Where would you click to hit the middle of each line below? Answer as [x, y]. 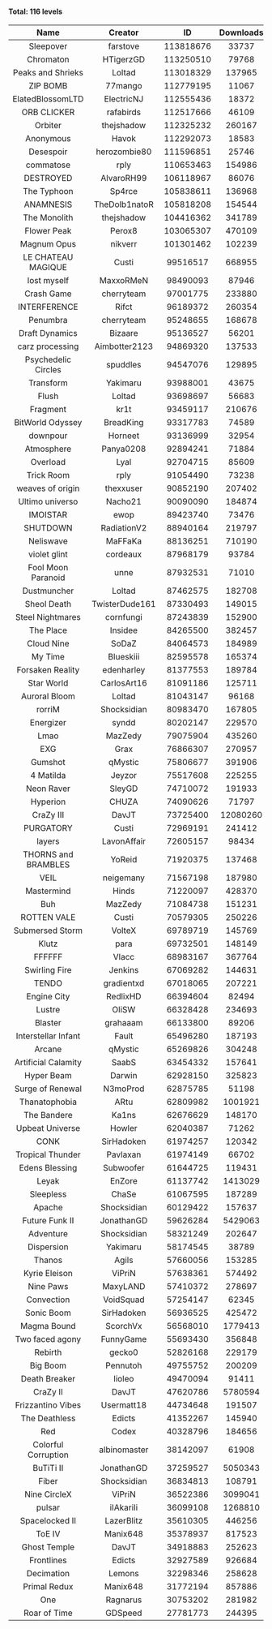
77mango [124, 86]
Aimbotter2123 [124, 346]
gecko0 [124, 1352]
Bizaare [123, 333]
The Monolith [48, 217]
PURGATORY [48, 828]
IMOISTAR [48, 515]
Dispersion [48, 1247]
